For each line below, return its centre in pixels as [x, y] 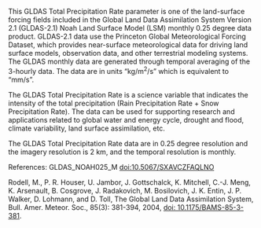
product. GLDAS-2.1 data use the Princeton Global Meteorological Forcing [127, 36]
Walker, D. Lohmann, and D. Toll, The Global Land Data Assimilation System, [131, 199]
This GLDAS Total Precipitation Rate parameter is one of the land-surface [127, 11]
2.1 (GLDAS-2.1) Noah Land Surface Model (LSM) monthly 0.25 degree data [130, 28]
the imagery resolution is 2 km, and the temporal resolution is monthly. [122, 152]
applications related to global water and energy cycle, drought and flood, [126, 120]
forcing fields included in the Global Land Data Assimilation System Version [130, 20]
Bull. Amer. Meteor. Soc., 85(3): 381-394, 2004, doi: [92, 207]
